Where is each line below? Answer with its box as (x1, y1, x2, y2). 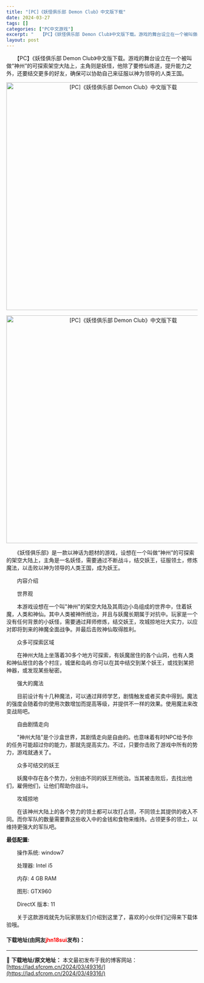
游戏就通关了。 (16, 748, 55, 756)
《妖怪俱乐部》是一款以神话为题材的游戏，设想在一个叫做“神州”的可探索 (16, 549, 195, 556)
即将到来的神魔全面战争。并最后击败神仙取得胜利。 (11, 626, 140, 632)
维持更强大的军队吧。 (6, 823, 59, 830)
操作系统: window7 (16, 849, 64, 856)
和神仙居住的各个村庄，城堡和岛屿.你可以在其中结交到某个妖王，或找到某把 (6, 659, 194, 666)
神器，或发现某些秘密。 (6, 666, 65, 674)
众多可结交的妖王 (16, 762, 59, 769)
